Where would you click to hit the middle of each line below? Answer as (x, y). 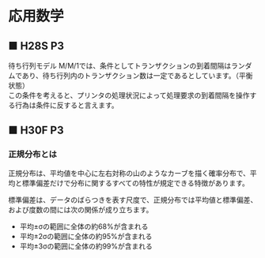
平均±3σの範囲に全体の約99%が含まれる (86, 246)
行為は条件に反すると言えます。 (66, 105)
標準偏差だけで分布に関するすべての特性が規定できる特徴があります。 (135, 183)
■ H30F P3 (36, 131)
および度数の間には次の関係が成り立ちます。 (81, 209)
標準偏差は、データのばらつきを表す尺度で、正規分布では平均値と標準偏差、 (133, 200)
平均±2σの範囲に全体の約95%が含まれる (86, 236)
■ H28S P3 (36, 45)
